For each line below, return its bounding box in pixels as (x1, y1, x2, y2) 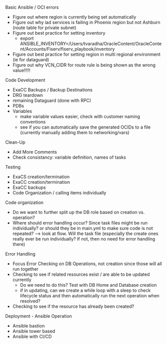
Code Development (5, 77, 45, 83)
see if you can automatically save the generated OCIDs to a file (20, 124, 151, 130)
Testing (5, 164, 21, 170)
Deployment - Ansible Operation (5, 313, 72, 319)
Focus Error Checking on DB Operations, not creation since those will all (12, 261, 162, 267)
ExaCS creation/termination (12, 174, 70, 180)
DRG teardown (12, 92, 43, 98)
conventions (20, 119, 46, 125)
